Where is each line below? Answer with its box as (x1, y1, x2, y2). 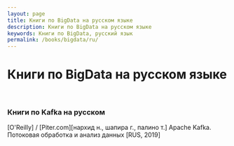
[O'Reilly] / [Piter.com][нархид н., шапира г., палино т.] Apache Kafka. (7, 124, 212, 132)
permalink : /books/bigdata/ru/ (7, 36, 99, 44)
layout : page (7, 10, 46, 18)
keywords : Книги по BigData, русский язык (7, 29, 133, 37)
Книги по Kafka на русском (7, 107, 106, 117)
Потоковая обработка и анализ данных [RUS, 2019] (7, 131, 161, 139)
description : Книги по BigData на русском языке (7, 23, 152, 30)
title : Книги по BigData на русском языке (7, 17, 133, 24)
